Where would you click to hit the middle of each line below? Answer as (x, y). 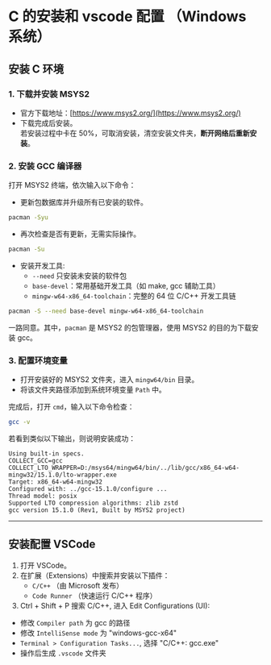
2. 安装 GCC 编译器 (45, 166)
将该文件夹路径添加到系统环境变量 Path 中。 (93, 390)
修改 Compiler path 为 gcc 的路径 (75, 622)
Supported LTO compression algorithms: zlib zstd (94, 503)
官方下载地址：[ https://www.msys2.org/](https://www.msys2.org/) (131, 113)
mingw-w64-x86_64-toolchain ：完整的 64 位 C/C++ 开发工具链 (134, 296)
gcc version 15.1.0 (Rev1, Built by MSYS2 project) (97, 510)
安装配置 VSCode (52, 544)
